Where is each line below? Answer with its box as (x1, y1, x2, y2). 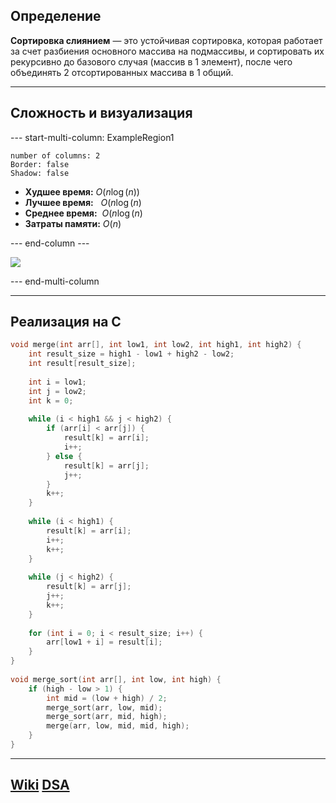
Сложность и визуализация (10, 105, 193, 122)
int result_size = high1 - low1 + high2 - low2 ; (28, 349, 235, 359)
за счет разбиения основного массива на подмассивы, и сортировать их (10, 45, 325, 57)
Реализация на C (10, 314, 122, 331)
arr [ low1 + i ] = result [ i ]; (46, 637, 163, 648)
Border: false (10, 159, 70, 169)
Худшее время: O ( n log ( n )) (24, 185, 140, 198)
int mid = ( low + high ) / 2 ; (46, 693, 168, 703)
